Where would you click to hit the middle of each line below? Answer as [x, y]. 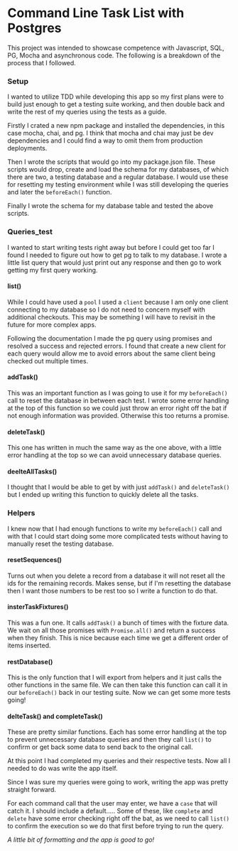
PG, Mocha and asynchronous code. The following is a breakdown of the [114, 55]
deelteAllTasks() [32, 471]
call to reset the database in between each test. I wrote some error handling [118, 400]
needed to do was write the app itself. [63, 769]
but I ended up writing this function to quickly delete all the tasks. [103, 495]
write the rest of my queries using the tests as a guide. [87, 112]
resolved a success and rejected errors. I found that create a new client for [117, 346]
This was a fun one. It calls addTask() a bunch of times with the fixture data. [118, 623]
